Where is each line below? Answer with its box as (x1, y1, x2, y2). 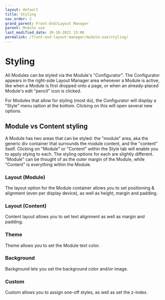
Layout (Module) (5, 173, 46, 180)
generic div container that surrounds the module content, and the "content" (5, 140, 158, 146)
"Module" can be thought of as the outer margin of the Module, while (5, 156, 145, 162)
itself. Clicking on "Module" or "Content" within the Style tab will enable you (5, 146, 159, 152)
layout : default (5, 7, 38, 12)
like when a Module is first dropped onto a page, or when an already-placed (5, 82, 159, 89)
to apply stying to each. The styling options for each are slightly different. (5, 151, 154, 157)
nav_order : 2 (5, 16, 32, 21)
